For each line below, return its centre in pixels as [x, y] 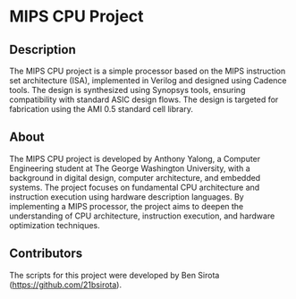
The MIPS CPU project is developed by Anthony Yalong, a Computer [135, 158]
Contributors [46, 254]
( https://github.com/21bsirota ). [66, 285]
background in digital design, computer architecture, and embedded [135, 177]
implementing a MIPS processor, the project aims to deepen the [127, 206]
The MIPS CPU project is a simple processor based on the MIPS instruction [148, 71]
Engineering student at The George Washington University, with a [130, 168]
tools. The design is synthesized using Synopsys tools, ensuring [127, 90]
